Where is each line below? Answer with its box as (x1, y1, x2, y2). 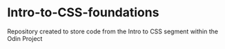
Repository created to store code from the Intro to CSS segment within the (7, 27, 219, 35)
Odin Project (7, 34, 43, 42)
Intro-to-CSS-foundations (7, 5, 159, 20)
